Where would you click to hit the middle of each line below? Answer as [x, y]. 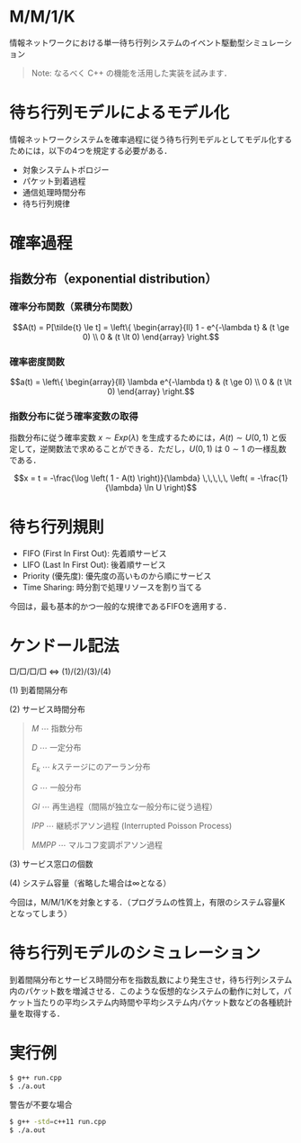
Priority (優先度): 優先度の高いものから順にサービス [117, 576]
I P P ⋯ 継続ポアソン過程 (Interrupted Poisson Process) [132, 826]
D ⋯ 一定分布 [56, 748]
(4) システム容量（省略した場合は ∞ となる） [90, 883]
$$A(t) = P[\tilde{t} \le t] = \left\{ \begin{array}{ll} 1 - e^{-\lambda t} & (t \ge [151, 327]
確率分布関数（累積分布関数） [74, 307]
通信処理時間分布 [54, 192]
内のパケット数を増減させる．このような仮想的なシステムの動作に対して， [147, 991]
